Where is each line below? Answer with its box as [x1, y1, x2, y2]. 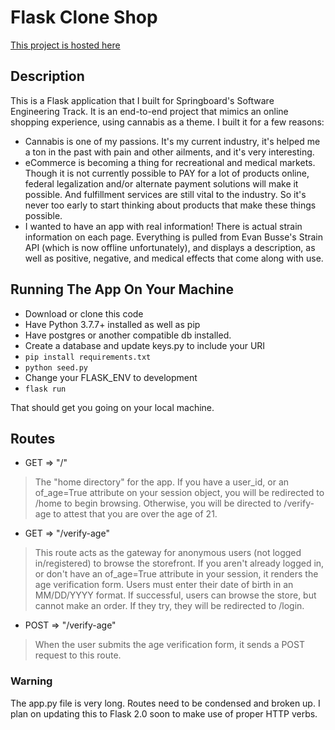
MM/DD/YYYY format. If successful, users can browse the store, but [34, 589, 317, 601]
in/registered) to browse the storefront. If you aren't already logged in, [34, 557, 325, 570]
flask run [24, 384, 67, 394]
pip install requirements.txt [24, 352, 152, 362]
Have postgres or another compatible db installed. [24, 329, 232, 341]
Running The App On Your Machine [10, 281, 234, 298]
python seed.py [24, 362, 89, 373]
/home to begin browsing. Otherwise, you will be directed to [34, 497, 282, 510]
